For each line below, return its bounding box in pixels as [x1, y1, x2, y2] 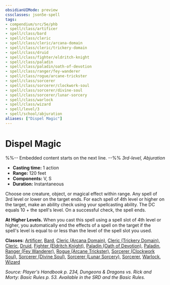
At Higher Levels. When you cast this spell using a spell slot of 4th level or [5, 216, 161, 223]
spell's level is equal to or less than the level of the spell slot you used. [5, 227, 152, 234]
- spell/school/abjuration [5, 111, 62, 117]
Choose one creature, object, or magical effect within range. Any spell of [5, 191, 157, 197]
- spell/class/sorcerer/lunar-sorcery [5, 92, 87, 98]
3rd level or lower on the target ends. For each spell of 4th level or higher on [5, 196, 165, 202]
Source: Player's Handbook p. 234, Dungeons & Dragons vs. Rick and [5, 269, 152, 275]
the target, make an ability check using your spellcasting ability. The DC [5, 201, 155, 207]
